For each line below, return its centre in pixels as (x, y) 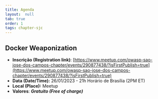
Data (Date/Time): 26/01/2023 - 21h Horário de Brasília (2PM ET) (79, 81)
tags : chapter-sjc (24, 28)
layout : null (20, 14)
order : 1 (14, 23)
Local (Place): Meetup (35, 86)
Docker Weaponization (41, 48)
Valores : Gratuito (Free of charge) (48, 91)
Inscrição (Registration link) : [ (43, 60)
